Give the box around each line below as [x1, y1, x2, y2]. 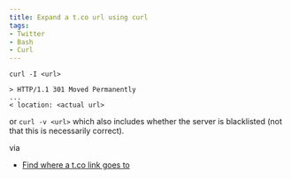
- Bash [9, 37, 34, 47]
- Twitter [9, 29, 46, 38]
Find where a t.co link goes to [21, 160, 130, 170]
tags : [9, 21, 29, 30]
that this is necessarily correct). [9, 125, 125, 137]
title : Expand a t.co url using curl [9, 12, 149, 22]
